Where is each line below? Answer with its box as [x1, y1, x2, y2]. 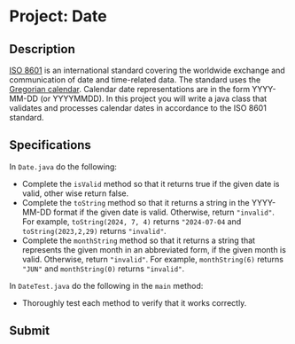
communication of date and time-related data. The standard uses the [9, 74, 261, 85]
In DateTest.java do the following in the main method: [9, 280, 204, 291]
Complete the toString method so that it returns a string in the [21, 197, 250, 207]
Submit [9, 324, 50, 339]
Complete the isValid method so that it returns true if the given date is [21, 178, 280, 189]
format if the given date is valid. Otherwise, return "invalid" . [52, 207, 275, 217]
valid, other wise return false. [21, 188, 129, 199]
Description [9, 42, 75, 57]
